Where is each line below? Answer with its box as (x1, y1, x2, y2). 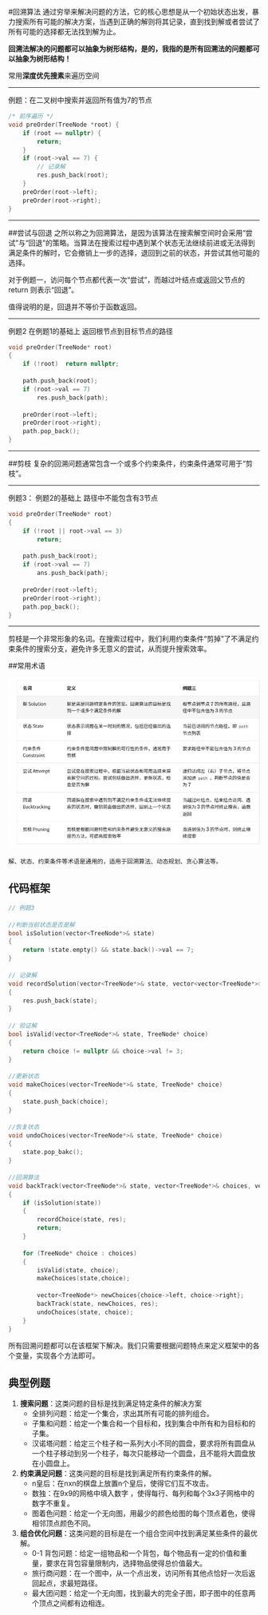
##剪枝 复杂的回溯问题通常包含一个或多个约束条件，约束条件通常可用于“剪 (8, 458, 253, 468)
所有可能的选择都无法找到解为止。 (8, 27, 120, 36)
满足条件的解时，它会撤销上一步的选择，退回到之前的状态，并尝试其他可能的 (8, 248, 260, 257)
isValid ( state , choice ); (37, 1266, 120, 1274)
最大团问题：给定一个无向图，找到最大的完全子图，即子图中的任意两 (31, 1589, 256, 1598)
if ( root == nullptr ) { (22, 129, 102, 137)
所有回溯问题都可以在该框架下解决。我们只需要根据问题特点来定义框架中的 (8, 1340, 253, 1350)
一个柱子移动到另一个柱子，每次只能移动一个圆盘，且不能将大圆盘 (31, 1449, 249, 1458)
